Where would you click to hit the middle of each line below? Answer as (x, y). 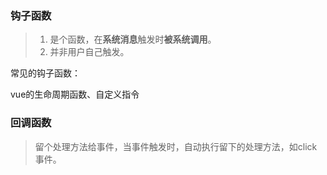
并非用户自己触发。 (89, 52)
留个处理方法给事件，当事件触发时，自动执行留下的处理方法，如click (176, 146)
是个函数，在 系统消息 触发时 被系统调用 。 (133, 39)
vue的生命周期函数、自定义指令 (75, 94)
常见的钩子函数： (45, 73)
